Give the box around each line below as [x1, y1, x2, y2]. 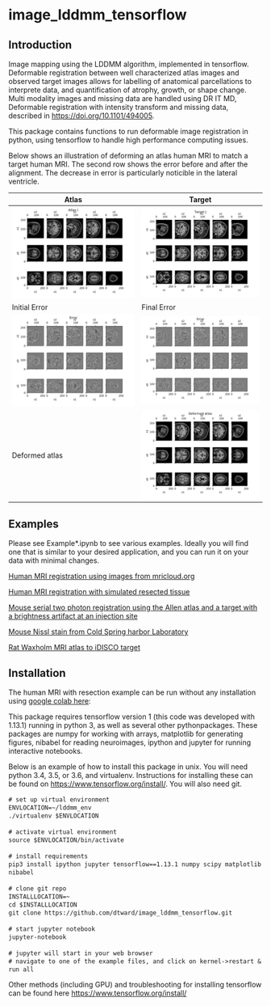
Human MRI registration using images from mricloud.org [8, 572, 195, 581]
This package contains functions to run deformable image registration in [8, 127, 248, 136]
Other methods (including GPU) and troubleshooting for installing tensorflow [8, 979, 262, 989]
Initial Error [11, 302, 48, 312]
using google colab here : [8, 695, 91, 705]
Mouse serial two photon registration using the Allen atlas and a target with [8, 602, 258, 612]
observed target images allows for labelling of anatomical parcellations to [8, 77, 252, 86]
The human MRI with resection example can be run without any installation [8, 687, 256, 697]
